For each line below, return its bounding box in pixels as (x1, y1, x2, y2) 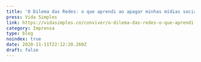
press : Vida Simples (6, 14, 58, 20)
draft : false (6, 47, 39, 53)
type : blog (6, 31, 33, 37)
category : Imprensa (6, 25, 55, 31)
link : (6, 19, 20, 25)
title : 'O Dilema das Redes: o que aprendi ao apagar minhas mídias (6, 8, 181, 15)
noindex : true (6, 36, 42, 42)
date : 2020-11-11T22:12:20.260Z (6, 42, 87, 48)
